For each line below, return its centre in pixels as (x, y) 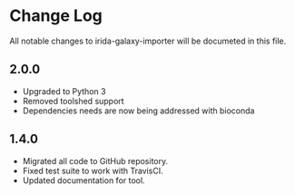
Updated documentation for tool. (84, 180)
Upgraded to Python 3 (64, 91)
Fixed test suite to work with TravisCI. (93, 171)
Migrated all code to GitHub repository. (95, 161)
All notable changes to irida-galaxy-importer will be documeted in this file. (148, 41)
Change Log (56, 16)
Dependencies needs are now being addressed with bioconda (138, 111)
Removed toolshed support (73, 101)
